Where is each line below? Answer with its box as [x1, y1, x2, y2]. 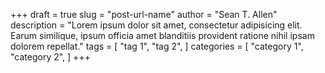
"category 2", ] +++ [10, 51, 91, 63]
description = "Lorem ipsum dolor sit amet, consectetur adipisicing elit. [10, 19, 303, 31]
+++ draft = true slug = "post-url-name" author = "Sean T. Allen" [10, 9, 278, 20]
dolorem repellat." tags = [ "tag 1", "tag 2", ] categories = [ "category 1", [10, 40, 304, 52]
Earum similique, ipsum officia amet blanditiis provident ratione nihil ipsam [10, 30, 315, 41]
